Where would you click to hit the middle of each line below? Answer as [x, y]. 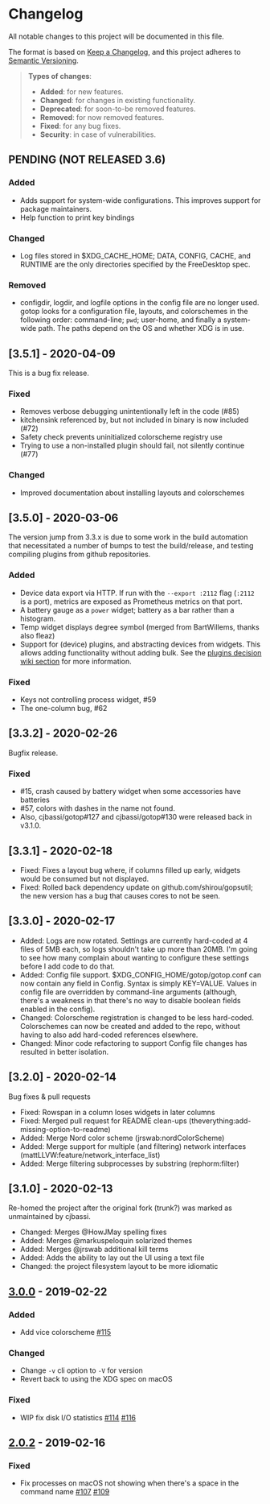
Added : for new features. [82, 91]
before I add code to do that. [67, 966]
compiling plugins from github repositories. [80, 554]
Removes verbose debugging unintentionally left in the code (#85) [129, 411]
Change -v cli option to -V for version [81, 1370]
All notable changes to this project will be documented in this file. [117, 36]
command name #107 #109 [65, 1492]
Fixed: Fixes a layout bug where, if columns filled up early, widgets [130, 870]
